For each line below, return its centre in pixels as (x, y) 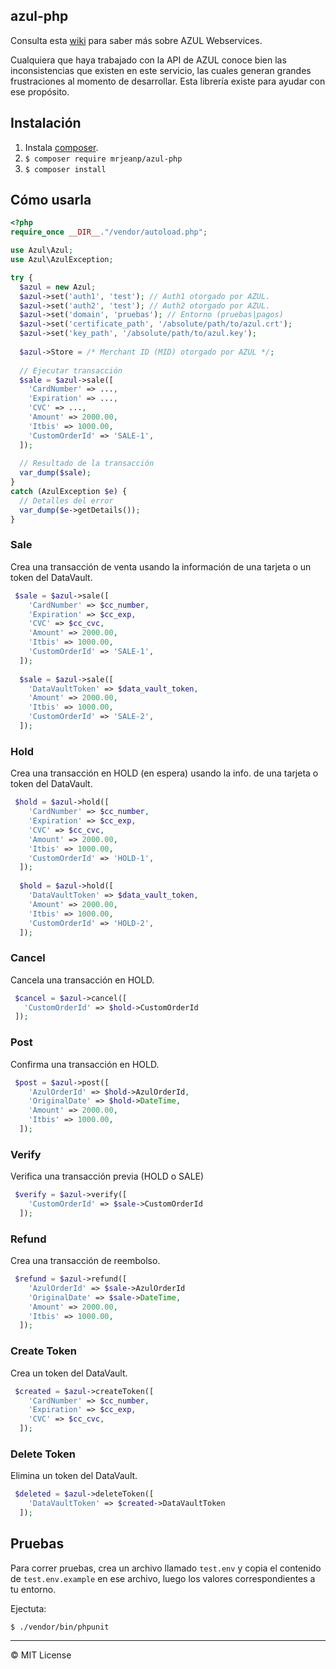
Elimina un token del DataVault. (74, 1476)
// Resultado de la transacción (87, 464)
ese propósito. (40, 91)
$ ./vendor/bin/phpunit (60, 1627)
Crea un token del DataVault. (69, 1373)
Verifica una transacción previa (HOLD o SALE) (107, 1176)
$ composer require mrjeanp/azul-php (103, 159)
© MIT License (41, 1655)
